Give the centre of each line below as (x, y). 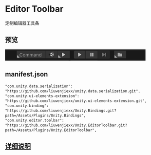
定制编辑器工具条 (22, 23)
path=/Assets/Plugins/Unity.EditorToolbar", (51, 130)
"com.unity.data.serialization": (39, 86)
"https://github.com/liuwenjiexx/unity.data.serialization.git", (73, 91)
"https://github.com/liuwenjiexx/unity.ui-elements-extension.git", (76, 101)
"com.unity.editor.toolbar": (35, 120)
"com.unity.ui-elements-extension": (42, 96)
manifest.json (27, 74)
